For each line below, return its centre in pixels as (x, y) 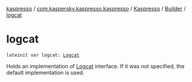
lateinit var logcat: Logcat (43, 55)
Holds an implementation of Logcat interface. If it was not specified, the (95, 66)
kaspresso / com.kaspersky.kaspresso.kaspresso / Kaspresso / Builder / (96, 9)
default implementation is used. (45, 72)
